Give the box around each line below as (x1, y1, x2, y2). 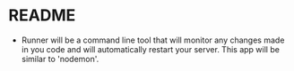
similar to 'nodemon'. (21, 53, 99, 64)
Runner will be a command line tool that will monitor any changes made (21, 35, 285, 45)
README (8, 5, 76, 26)
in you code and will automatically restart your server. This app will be (21, 43, 280, 54)
